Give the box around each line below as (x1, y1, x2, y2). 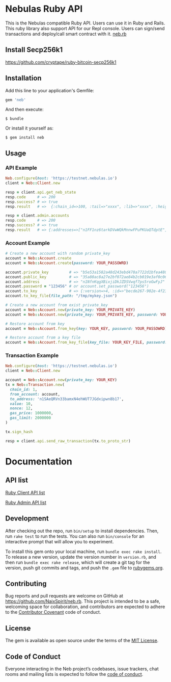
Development (5, 514, 49, 523)
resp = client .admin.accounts (5, 213, 70, 218)
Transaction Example (5, 352, 59, 359)
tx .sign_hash (5, 429, 33, 434)
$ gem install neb (5, 135, 44, 140)
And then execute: (5, 107, 44, 113)
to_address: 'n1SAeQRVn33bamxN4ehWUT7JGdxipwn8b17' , (10, 396, 124, 402)
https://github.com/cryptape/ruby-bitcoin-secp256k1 (5, 59, 117, 65)
